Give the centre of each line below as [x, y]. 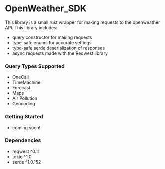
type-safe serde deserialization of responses [59, 48]
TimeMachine [26, 82]
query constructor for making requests [52, 37]
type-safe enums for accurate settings [52, 42]
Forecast [21, 88]
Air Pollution [25, 98]
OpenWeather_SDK [46, 9]
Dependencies [23, 140]
